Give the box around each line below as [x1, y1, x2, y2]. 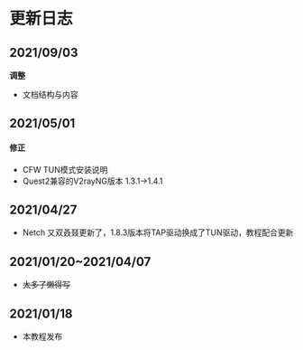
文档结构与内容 [22, 90, 78, 99]
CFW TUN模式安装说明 [22, 164, 108, 175]
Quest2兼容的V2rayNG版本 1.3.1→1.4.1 [22, 175, 163, 186]
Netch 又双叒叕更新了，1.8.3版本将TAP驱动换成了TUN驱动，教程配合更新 [22, 227, 294, 238]
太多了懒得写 [22, 279, 70, 290]
